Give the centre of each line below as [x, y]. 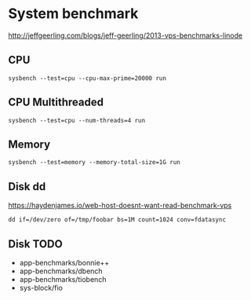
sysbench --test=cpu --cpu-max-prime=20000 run [87, 78]
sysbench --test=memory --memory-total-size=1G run [94, 163]
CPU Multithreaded [56, 102]
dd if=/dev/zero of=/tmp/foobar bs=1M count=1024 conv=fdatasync [117, 220]
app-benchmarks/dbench [61, 271]
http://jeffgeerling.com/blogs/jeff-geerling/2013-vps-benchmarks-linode [125, 35]
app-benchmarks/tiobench [63, 279]
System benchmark [73, 14]
